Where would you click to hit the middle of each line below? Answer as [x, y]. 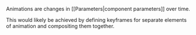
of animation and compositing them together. [60, 26]
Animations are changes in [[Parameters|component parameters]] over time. [98, 9]
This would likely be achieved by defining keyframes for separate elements [97, 20]
